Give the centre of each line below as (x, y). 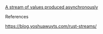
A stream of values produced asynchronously (51, 7)
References (17, 17)
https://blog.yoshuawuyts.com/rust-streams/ (51, 26)
